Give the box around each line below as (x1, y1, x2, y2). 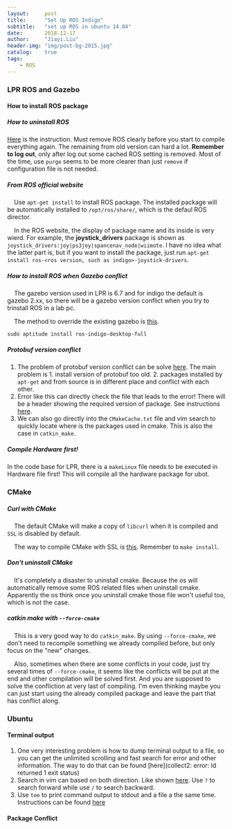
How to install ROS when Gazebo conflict (7, 271, 128, 280)
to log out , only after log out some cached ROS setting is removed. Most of (7, 150, 222, 158)
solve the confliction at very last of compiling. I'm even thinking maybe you (7, 681, 221, 690)
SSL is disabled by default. (7, 529, 82, 538)
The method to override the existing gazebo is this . (13, 317, 159, 326)
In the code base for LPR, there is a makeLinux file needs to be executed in (7, 462, 218, 470)
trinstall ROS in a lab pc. (7, 304, 75, 312)
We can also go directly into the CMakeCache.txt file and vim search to (17, 414, 216, 423)
